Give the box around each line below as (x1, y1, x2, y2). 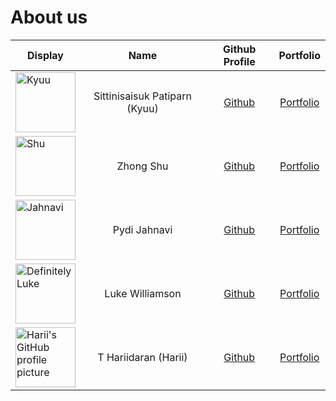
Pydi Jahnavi (112, 222, 173, 236)
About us (10, 6, 88, 29)
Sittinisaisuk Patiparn (93, 89, 193, 103)
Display (27, 48, 64, 62)
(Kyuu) (126, 101, 159, 115)
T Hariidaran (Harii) (97, 350, 188, 364)
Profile (223, 54, 256, 68)
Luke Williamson (104, 286, 182, 300)
